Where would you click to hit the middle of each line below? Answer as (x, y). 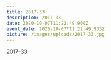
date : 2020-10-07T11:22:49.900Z (47, 23)
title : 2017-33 (26, 12)
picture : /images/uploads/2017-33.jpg (56, 35)
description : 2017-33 (34, 18)
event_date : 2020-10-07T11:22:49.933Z (56, 29)
